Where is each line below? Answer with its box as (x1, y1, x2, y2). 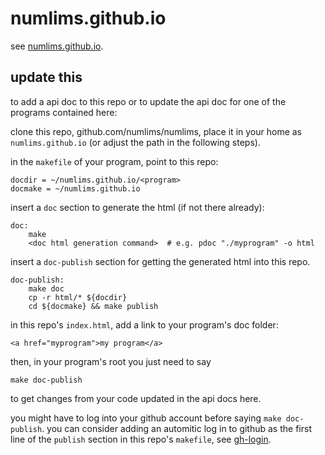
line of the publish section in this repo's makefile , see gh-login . (10, 433, 272, 445)
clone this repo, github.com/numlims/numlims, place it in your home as (10, 125, 302, 137)
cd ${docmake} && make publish (28, 301, 159, 311)
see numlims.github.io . (10, 40, 104, 52)
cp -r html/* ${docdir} (28, 292, 128, 302)
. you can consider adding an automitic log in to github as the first (41, 422, 312, 434)
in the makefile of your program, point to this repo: (10, 155, 219, 167)
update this (10, 69, 83, 86)
